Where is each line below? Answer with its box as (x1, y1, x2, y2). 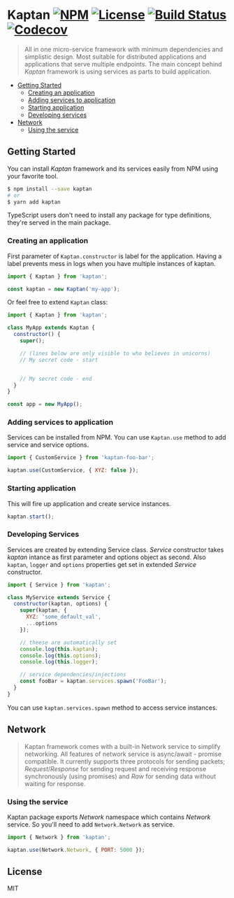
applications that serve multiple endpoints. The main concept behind (24, 59, 222, 68)
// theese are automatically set (20, 639, 117, 646)
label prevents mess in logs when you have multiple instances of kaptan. (7, 259, 216, 267)
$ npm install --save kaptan (7, 185, 92, 192)
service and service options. (7, 441, 89, 449)
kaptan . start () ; (7, 513, 54, 520)
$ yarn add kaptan (7, 198, 61, 206)
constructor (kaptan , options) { (13, 601, 108, 608)
